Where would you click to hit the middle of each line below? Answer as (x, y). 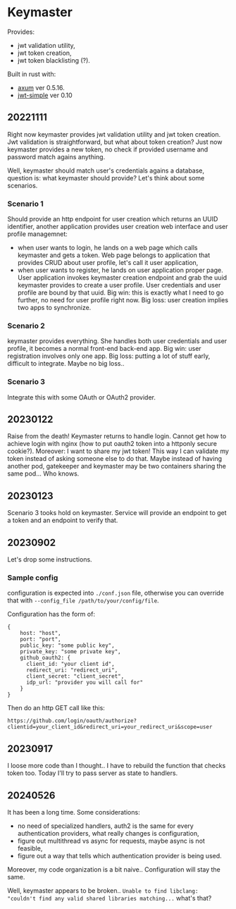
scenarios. (23, 185)
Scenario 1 (25, 204)
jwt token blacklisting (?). (54, 60)
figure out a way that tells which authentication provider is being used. (119, 856)
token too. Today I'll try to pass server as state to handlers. (93, 773)
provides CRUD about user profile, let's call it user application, (108, 263)
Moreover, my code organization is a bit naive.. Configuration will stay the (114, 870)
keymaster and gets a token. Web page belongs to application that (113, 255)
